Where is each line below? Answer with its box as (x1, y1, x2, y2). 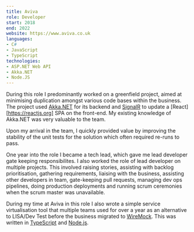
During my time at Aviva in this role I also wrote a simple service (6, 200, 160, 207)
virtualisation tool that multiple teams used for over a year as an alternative (6, 207, 187, 214)
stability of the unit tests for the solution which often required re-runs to (6, 133, 180, 140)
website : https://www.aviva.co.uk (6, 31, 91, 37)
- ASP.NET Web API (6, 63, 51, 70)
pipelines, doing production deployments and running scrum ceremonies (6, 182, 182, 189)
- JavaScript (6, 47, 38, 53)
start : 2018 (6, 19, 35, 25)
